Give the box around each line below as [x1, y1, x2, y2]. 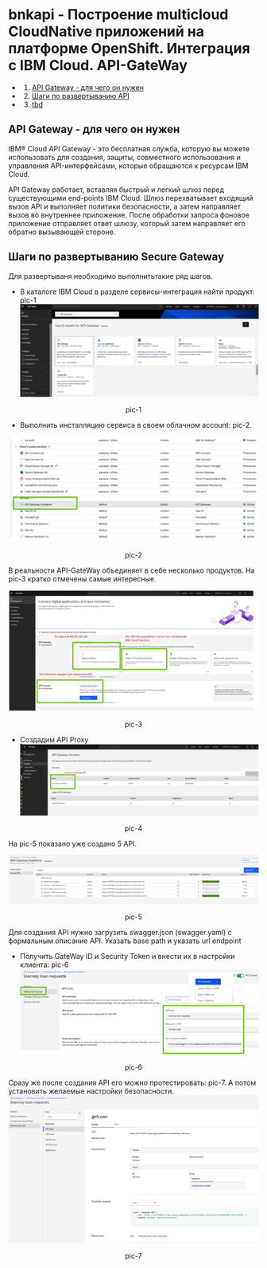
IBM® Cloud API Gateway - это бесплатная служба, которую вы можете [8, 143, 250, 153]
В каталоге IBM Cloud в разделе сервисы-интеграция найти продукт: [19, 287, 256, 296]
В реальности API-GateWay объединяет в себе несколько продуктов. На [8, 566, 255, 575]
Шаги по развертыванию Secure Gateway [8, 250, 225, 264]
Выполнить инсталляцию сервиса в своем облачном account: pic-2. [19, 421, 252, 430]
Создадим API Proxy [19, 734, 89, 744]
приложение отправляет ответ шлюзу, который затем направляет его [8, 218, 246, 228]
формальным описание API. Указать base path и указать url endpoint [8, 936, 242, 945]
